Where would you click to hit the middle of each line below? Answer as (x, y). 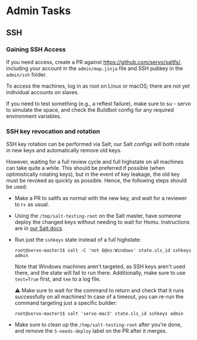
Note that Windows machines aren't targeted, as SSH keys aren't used (100, 266)
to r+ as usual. (32, 205)
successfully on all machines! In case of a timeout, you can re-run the (99, 297)
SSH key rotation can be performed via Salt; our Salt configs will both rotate (98, 144)
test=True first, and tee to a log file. (58, 279)
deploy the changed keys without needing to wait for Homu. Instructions (102, 222)
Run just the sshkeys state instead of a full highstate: (78, 240)
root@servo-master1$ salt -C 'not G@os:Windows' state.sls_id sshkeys (103, 251)
